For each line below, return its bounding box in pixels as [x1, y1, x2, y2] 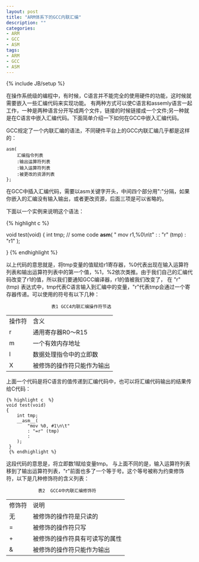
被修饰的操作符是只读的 [33, 512, 99, 521]
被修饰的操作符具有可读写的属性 [33, 535, 123, 543]
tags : [6, 47, 20, 53]
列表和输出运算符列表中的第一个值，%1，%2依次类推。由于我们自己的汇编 [6, 269, 188, 276]
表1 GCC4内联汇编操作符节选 [51, 304, 111, 310]
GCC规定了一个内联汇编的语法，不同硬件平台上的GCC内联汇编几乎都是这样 [6, 127, 190, 134]
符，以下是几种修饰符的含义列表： [6, 475, 89, 482]
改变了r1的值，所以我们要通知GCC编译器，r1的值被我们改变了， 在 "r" [11, 276, 181, 283]
